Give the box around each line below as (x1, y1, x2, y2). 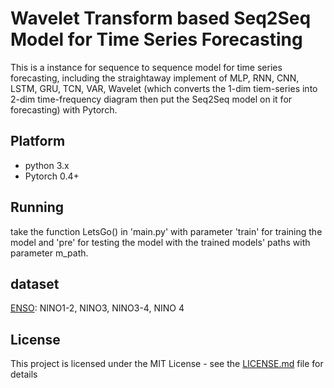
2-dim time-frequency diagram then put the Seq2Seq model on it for (10, 93, 293, 105)
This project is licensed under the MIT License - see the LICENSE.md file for (10, 358, 324, 370)
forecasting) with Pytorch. (10, 103, 118, 116)
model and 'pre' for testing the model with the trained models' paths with (10, 236, 311, 248)
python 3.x (24, 159, 70, 171)
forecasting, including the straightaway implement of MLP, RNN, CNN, (10, 72, 300, 84)
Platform (10, 133, 66, 150)
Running (10, 199, 65, 216)
